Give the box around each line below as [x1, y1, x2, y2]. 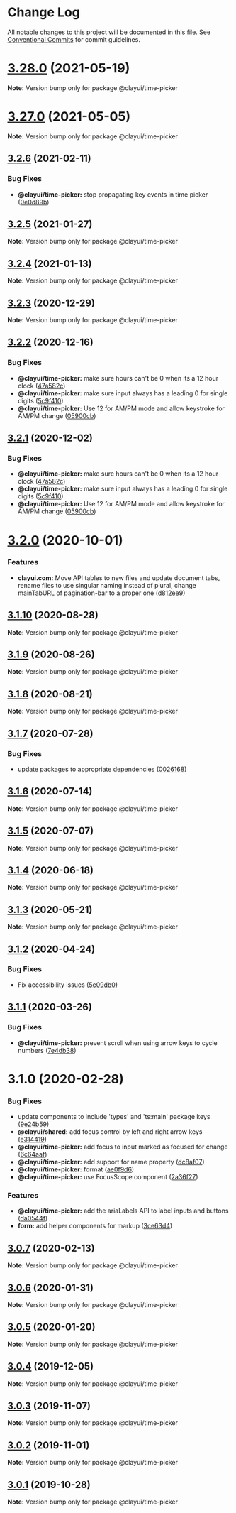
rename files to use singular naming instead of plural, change [17, 581, 197, 589]
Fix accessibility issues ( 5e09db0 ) [17, 981, 118, 989]
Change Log [7, 4, 80, 21]
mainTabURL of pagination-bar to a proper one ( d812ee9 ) [17, 589, 186, 597]
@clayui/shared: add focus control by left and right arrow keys [17, 1127, 203, 1136]
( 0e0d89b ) [17, 197, 50, 206]
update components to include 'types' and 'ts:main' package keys [17, 1113, 210, 1121]
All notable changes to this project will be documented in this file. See [7, 28, 211, 36]
